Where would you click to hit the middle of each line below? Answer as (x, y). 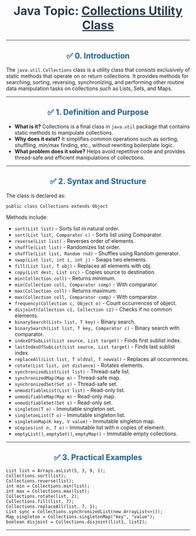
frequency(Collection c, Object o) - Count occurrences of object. (95, 303)
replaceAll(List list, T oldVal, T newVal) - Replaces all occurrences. (102, 359)
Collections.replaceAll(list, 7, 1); (52, 507)
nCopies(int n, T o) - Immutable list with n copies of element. (90, 427)
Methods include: (27, 217)
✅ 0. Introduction (98, 56)
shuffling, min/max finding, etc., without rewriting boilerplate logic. (94, 145)
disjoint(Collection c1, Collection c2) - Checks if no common (93, 309)
